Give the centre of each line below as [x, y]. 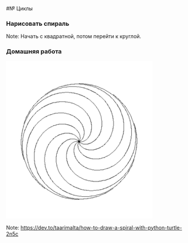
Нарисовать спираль [38, 23]
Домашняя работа [34, 52]
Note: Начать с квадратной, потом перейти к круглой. [74, 36]
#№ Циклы [20, 8]
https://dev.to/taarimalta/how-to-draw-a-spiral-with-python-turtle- [101, 227]
